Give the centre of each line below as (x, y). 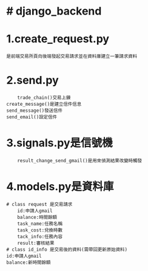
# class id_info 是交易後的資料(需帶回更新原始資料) (67, 249)
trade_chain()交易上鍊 (44, 98)
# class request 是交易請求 (39, 204)
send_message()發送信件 (34, 111)
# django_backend (54, 11)
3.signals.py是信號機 (60, 143)
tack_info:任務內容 (40, 236)
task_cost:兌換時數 (40, 230)
